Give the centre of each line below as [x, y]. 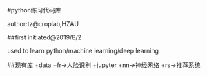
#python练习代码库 [34, 10]
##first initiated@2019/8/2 [45, 37]
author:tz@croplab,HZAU [43, 24]
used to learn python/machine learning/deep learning [83, 51]
